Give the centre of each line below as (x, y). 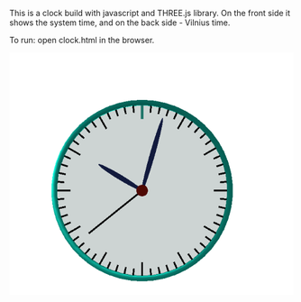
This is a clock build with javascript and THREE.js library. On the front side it (150, 13)
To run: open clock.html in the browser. (82, 40)
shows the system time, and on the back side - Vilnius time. (120, 23)
